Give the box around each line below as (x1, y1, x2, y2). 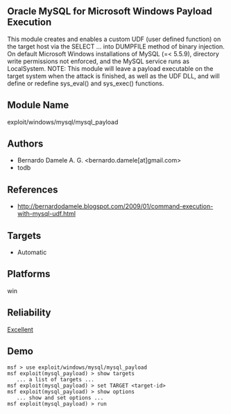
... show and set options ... (16, 394, 104, 401)
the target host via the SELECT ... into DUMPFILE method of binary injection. (7, 42, 225, 51)
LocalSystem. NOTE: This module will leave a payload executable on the (7, 64, 214, 72)
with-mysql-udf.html (17, 210, 76, 218)
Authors (7, 138, 44, 150)
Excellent (7, 325, 33, 333)
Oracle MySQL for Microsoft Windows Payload (7, 6, 213, 17)
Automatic (17, 248, 47, 256)
